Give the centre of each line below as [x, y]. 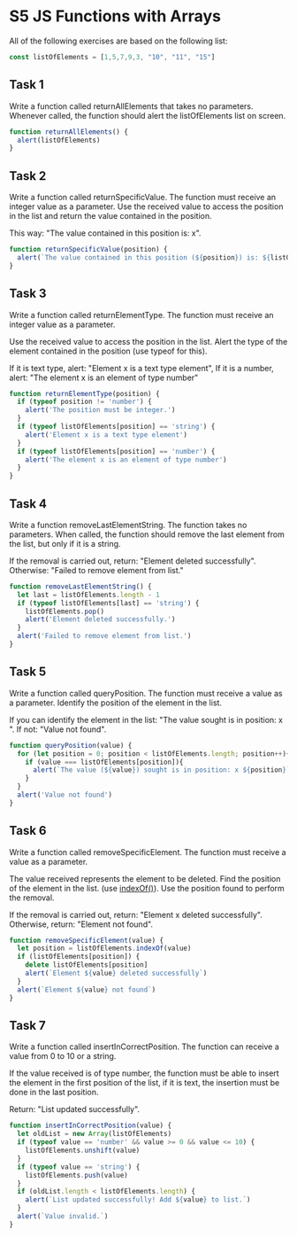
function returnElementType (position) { [85, 393]
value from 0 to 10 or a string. [63, 1056]
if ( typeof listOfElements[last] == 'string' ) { [108, 603]
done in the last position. [54, 1093]
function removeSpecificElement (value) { [87, 940]
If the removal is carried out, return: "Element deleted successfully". [133, 561]
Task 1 [27, 85]
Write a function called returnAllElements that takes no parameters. [131, 106]
